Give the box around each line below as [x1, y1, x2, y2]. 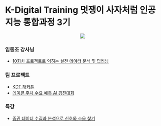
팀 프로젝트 [5, 72, 30, 78]
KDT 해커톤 [12, 84, 34, 90]
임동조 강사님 [5, 46, 34, 53]
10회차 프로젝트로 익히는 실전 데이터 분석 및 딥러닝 [12, 58, 109, 64]
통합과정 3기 [23, 17, 70, 28]
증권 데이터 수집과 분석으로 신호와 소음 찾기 [12, 115, 96, 121]
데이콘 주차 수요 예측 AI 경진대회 [12, 90, 75, 96]
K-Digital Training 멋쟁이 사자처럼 [5, 4, 138, 16]
